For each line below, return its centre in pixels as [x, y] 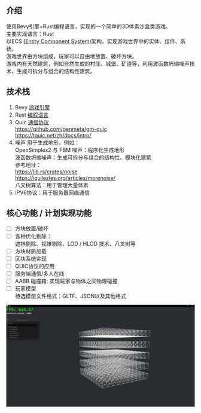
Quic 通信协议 [32, 122]
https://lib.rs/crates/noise [46, 172]
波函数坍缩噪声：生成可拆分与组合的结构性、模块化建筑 [83, 157]
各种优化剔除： [33, 236]
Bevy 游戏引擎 [32, 107]
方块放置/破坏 [32, 228]
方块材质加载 [31, 251]
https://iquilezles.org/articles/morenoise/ [65, 178]
